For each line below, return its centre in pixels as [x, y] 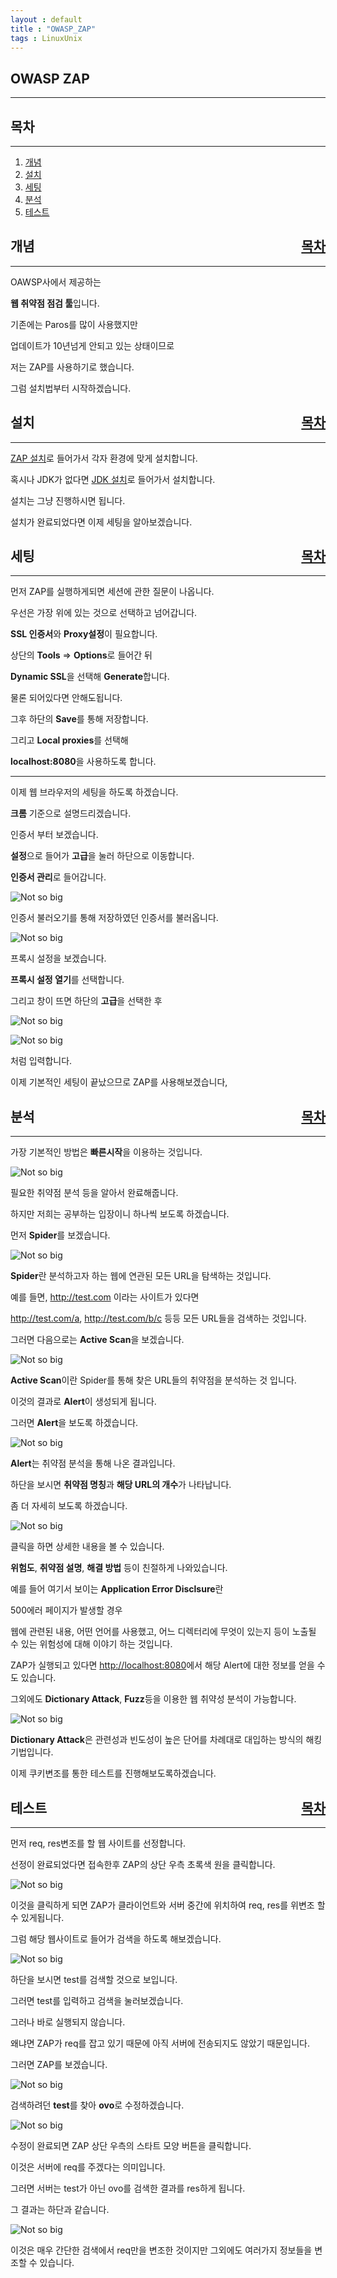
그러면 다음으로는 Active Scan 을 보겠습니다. [97, 1340]
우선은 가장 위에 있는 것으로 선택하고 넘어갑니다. [104, 613]
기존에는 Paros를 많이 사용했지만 [74, 324]
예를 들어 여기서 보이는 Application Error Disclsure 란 [117, 1589]
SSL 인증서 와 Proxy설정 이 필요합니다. [84, 634]
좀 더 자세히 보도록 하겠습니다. [69, 1506]
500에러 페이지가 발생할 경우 [66, 1610]
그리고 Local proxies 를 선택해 [69, 740]
